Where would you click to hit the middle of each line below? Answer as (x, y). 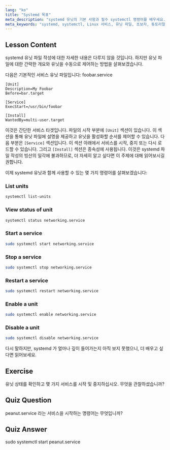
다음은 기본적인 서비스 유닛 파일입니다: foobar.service (59, 75)
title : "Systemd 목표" (28, 15)
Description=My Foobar (29, 89)
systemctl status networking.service (45, 220)
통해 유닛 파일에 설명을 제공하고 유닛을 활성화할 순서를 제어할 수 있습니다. (87, 137)
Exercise (19, 371)
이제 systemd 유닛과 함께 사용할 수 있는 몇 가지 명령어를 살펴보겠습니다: (76, 173)
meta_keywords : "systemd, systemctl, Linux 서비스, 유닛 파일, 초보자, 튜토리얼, (87, 24)
